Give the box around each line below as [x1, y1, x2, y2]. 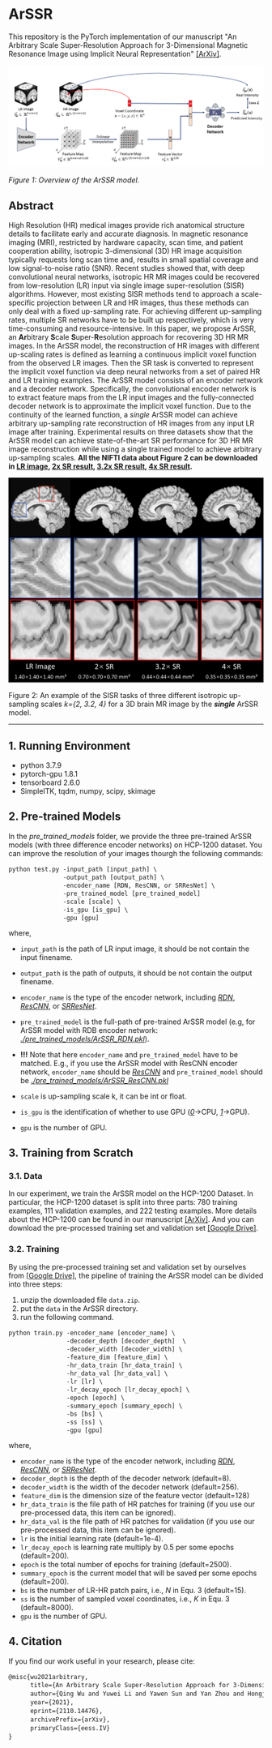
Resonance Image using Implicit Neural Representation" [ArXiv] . [8, 49, 222, 58]
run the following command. [19, 1312, 114, 1322]
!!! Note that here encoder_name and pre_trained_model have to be [19, 1049, 239, 1059]
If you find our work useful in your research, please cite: [8, 1656, 196, 1666]
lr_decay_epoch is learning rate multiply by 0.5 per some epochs [19, 1542, 235, 1552]
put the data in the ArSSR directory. [19, 1303, 138, 1313]
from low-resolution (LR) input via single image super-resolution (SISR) [8, 281, 244, 290]
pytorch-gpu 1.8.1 [19, 769, 79, 778]
